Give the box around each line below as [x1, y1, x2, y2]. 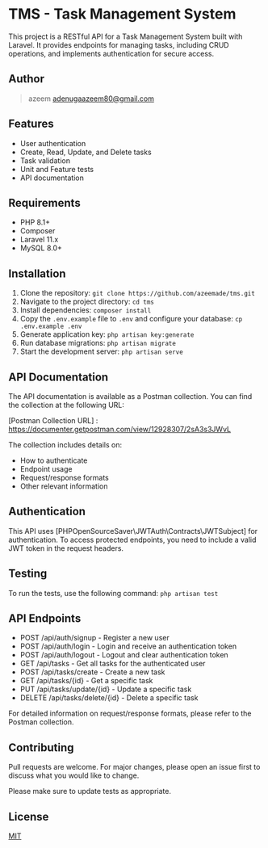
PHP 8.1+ [19, 217, 51, 227]
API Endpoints [8, 611, 82, 626]
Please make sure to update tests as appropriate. [8, 787, 172, 796]
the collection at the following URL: [8, 401, 125, 409]
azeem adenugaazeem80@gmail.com [27, 94, 155, 103]
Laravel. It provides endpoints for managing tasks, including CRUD [8, 40, 229, 49]
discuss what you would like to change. [8, 770, 140, 780]
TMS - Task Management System [8, 5, 237, 23]
